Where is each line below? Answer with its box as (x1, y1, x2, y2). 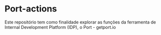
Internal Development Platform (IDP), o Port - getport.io (4, 24, 116, 30)
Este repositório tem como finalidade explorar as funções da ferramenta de (4, 19, 156, 25)
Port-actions (4, 3, 57, 14)
